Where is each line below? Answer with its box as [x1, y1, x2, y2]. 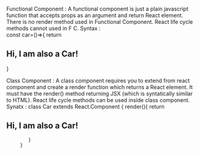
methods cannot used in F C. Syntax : [6, 24, 101, 32]
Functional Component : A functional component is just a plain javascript [6, 5, 189, 12]
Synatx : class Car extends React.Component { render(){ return [6, 103, 165, 110]
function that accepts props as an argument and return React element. [6, 12, 183, 19]
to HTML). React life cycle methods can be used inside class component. [6, 96, 190, 103]
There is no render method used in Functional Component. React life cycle [6, 18, 194, 25]
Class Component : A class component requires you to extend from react [6, 76, 190, 84]
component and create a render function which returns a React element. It [6, 83, 194, 90]
